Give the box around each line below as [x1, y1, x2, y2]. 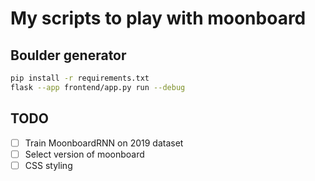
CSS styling [24, 159, 73, 171]
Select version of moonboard [24, 148, 145, 160]
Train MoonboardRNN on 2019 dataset [24, 137, 184, 149]
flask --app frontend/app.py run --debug [10, 82, 186, 92]
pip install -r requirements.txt [10, 73, 150, 83]
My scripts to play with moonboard [10, 7, 307, 30]
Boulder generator [10, 47, 127, 64]
